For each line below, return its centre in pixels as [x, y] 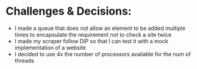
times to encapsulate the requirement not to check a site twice [93, 34]
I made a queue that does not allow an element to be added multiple [100, 28]
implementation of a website [50, 48]
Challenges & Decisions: [69, 11]
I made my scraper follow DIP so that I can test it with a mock [91, 41]
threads [24, 60]
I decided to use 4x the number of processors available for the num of [102, 54]
